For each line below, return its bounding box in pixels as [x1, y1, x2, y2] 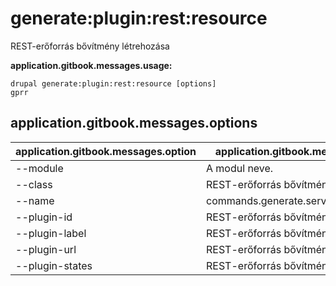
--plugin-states [15, 258, 93, 272]
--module [15, 161, 64, 175]
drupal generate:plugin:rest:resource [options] [10, 78, 217, 89]
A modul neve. [206, 161, 274, 175]
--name [15, 193, 55, 207]
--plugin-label [15, 226, 87, 240]
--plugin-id [15, 210, 73, 224]
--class [15, 177, 53, 191]
